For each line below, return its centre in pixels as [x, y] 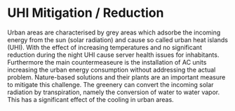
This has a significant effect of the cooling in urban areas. [90, 99]
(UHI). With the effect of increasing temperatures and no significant [105, 47]
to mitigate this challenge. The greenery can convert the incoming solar [110, 84]
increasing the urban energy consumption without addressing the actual [112, 70]
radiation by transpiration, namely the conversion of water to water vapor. [113, 92]
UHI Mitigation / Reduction [86, 13]
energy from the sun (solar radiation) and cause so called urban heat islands [118, 39]
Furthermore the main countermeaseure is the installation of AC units [107, 62]
